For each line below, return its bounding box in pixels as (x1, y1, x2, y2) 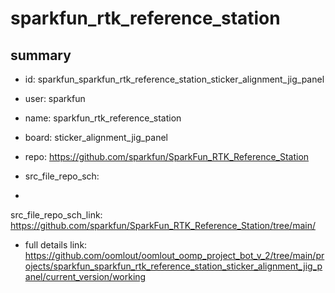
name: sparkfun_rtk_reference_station (24, 112, 182, 124)
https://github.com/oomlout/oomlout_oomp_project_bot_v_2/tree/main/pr (24, 250, 325, 261)
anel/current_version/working (24, 271, 147, 282)
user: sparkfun (24, 93, 86, 104)
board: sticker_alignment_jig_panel (24, 132, 169, 143)
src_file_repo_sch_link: (10, 209, 103, 221)
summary (10, 47, 72, 64)
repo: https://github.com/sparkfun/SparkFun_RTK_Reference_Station (24, 151, 310, 162)
